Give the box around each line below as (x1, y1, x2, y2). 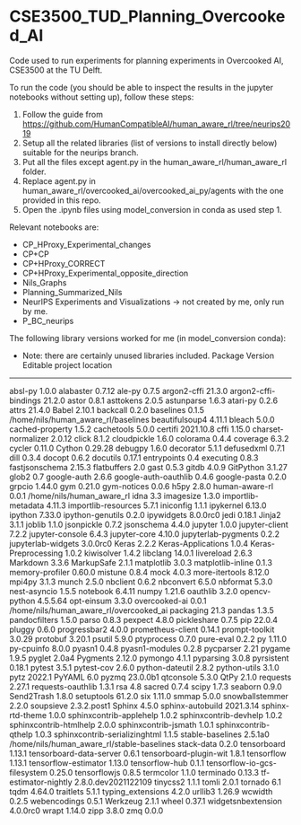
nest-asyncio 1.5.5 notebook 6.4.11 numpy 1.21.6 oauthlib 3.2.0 (9, 585, 238, 596)
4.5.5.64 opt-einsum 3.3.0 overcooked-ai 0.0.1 (37, 595, 208, 606)
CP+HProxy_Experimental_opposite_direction (21, 268, 189, 278)
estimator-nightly (9, 777, 73, 787)
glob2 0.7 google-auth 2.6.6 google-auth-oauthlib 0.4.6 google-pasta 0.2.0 (9, 471, 287, 482)
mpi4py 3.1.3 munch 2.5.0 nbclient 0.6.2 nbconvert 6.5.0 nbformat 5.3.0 (9, 576, 273, 587)
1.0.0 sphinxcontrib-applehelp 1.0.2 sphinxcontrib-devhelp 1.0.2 (48, 709, 283, 720)
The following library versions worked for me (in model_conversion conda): (9, 332, 287, 343)
